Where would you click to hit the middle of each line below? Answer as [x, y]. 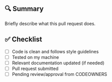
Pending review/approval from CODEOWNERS [59, 74]
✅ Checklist [23, 39]
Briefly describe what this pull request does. [50, 23]
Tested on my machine [35, 57]
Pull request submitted [35, 68]
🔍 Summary [24, 9]
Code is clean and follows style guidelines [55, 51]
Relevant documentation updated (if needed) [58, 63]
